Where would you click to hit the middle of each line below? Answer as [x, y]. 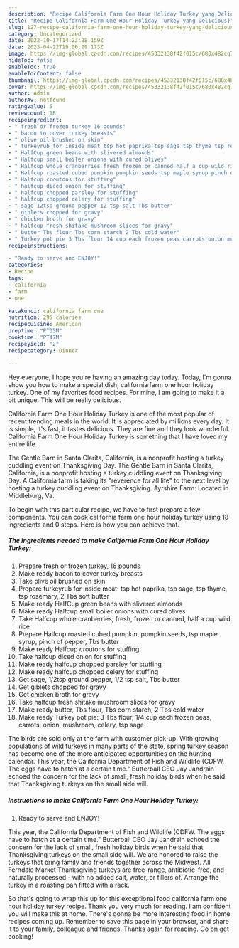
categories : [26, 265]
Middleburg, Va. [32, 495]
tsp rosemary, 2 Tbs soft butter [63, 596]
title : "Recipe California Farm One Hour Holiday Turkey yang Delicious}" [121, 21]
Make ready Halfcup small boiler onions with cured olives [102, 611]
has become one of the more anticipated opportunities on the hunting [110, 754]
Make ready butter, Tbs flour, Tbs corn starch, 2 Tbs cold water [111, 710]
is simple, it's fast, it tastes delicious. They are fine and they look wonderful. [119, 428]
